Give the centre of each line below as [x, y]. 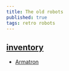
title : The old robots [35, 12]
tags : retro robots [31, 23]
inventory [25, 47]
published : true [27, 17]
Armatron [27, 62]
